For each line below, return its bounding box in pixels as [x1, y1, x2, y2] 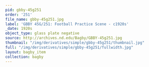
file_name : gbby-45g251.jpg [5, 17, 64, 22]
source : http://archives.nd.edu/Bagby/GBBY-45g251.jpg [5, 36, 122, 41]
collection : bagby [5, 54, 44, 59]
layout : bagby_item [5, 49, 46, 54]
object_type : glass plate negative [5, 31, 80, 36]
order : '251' [5, 12, 33, 17]
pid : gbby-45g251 [5, 7, 42, 13]
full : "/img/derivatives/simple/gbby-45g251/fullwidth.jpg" [5, 45, 134, 50]
